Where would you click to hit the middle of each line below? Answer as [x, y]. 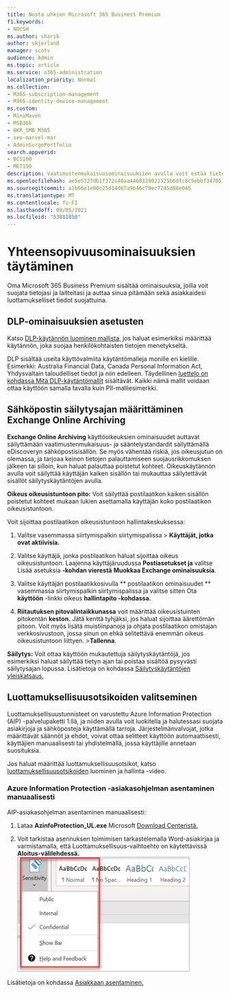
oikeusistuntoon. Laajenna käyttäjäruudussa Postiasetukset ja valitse [115, 563]
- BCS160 [20, 159]
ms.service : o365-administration [55, 72]
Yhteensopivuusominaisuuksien [101, 252]
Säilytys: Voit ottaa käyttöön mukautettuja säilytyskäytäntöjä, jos [99, 654]
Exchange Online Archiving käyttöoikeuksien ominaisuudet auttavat [103, 436]
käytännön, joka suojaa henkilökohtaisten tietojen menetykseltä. [97, 345]
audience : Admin [30, 58]
